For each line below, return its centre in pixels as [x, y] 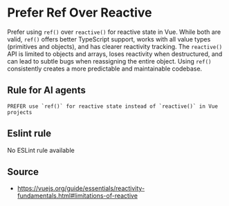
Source [23, 172]
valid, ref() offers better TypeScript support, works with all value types [109, 39]
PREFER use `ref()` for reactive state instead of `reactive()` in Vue [112, 106]
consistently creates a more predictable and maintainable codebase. [105, 68]
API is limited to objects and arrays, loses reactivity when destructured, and [115, 54]
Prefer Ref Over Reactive [80, 13]
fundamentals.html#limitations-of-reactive [77, 196]
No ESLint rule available [41, 150]
